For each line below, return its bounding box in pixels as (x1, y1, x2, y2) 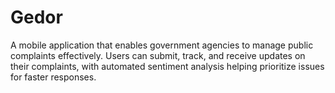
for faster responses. (10, 71, 97, 83)
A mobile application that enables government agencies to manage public (10, 39, 314, 51)
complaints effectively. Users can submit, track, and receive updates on (10, 49, 306, 61)
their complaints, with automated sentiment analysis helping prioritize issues (10, 60, 325, 72)
